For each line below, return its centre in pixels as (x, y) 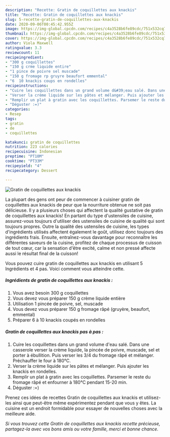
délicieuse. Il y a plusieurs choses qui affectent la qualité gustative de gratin (84, 210)
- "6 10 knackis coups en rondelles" (46, 81)
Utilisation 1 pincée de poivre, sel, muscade (58, 304)
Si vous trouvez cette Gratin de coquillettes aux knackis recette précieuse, (83, 424)
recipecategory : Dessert (31, 170)
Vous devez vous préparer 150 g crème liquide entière (69, 299)
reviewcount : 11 (22, 52)
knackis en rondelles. (35, 371)
